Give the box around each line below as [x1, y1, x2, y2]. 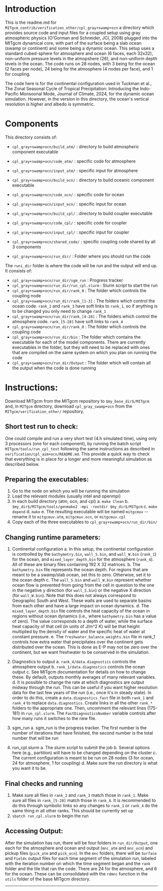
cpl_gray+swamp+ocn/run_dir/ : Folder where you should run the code [12, 253, 151, 259]
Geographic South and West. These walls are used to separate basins [12, 598, 152, 603]
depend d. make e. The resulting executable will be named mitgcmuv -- [12, 509, 149, 514]
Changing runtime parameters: [5, 533, 100, 541]
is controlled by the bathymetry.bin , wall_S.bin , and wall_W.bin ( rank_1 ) [12, 551, 157, 557]
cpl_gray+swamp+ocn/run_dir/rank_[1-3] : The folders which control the [12, 298, 155, 304]
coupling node [12, 292, 41, 298]
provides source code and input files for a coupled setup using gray [5, 30, 141, 35]
